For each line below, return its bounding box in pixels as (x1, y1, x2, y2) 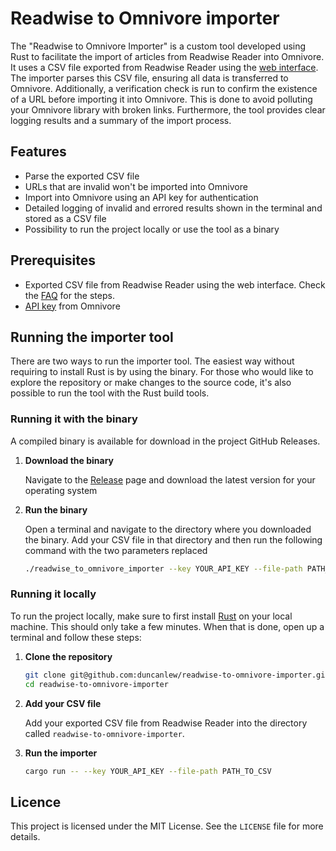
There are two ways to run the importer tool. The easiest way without (10, 355, 295, 367)
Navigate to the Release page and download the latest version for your (24, 473, 316, 486)
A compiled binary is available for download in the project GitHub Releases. (10, 435, 321, 447)
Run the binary (24, 503, 88, 516)
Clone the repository (24, 650, 113, 662)
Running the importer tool (10, 328, 174, 346)
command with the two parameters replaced (24, 544, 208, 556)
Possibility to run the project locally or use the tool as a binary (24, 223, 280, 235)
